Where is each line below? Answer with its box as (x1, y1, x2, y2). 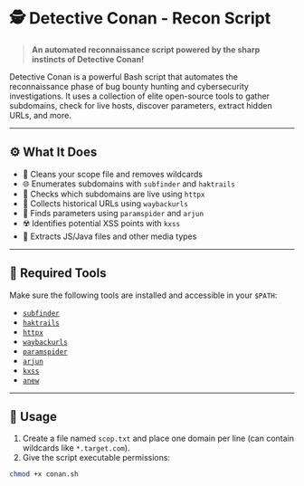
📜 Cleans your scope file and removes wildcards (22, 168, 204, 179)
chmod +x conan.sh (9, 470, 79, 479)
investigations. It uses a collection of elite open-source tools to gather (9, 91, 270, 101)
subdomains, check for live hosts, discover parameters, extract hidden (9, 100, 273, 110)
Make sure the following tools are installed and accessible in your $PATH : (9, 290, 278, 300)
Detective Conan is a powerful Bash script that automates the (9, 71, 238, 82)
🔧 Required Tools (9, 265, 107, 281)
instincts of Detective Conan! (31, 53, 145, 64)
